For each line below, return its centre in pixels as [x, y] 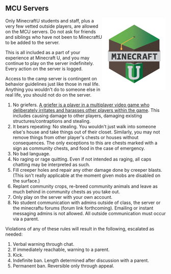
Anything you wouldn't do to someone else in [53, 89]
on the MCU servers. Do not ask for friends [51, 31]
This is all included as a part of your [43, 52]
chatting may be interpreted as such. [51, 164]
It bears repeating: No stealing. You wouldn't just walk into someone [84, 126]
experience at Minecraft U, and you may [47, 58]
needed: [14, 234]
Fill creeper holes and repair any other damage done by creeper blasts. [87, 170]
